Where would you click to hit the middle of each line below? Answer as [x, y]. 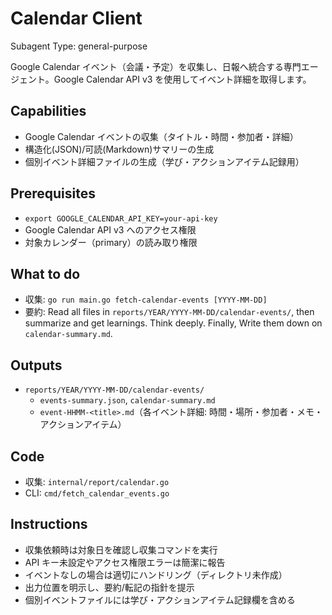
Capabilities [48, 111]
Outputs [36, 365]
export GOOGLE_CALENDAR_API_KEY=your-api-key [121, 218]
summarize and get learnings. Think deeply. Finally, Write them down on [173, 323]
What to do [45, 273]
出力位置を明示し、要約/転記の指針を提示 [109, 587]
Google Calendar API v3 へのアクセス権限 [110, 229]
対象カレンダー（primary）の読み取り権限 [111, 242]
